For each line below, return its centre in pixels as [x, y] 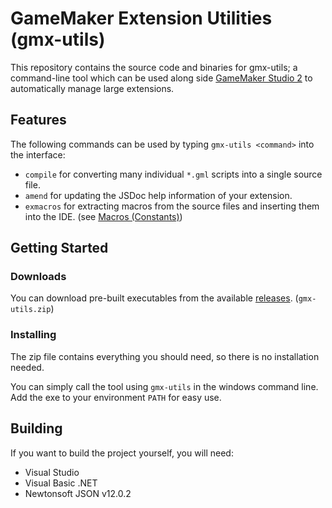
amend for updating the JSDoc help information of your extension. [158, 195]
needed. [27, 367]
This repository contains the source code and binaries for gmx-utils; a [154, 67]
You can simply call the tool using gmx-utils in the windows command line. [164, 386]
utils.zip [31, 310]
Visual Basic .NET [61, 483]
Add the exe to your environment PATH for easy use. [116, 397]
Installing [33, 335]
